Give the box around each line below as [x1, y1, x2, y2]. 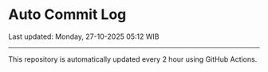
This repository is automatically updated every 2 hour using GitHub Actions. [8, 54, 258, 64]
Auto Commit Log [8, 6, 127, 24]
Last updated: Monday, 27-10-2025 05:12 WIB [8, 32, 160, 41]
